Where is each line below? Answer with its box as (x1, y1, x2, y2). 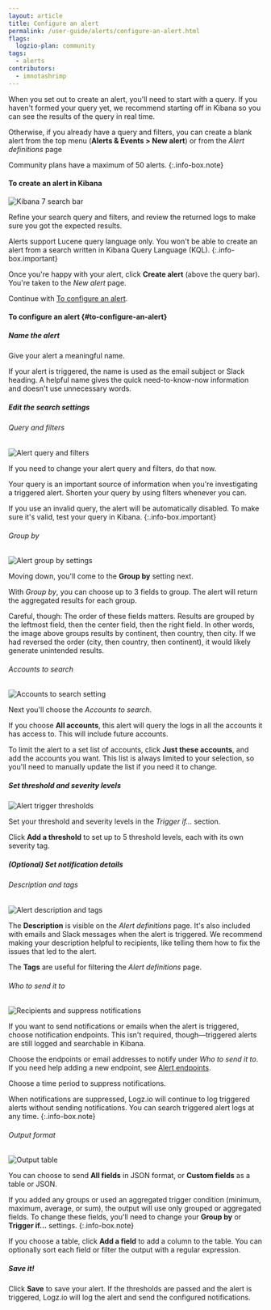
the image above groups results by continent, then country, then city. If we (8, 629, 256, 638)
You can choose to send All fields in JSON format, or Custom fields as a (8, 1171, 251, 1181)
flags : (8, 34, 31, 43)
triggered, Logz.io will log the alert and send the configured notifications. (8, 1292, 252, 1303)
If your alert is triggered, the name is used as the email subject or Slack (8, 367, 245, 376)
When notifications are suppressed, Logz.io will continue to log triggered (8, 1094, 250, 1104)
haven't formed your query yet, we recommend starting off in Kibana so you (8, 103, 261, 112)
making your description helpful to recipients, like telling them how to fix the (8, 938, 261, 948)
